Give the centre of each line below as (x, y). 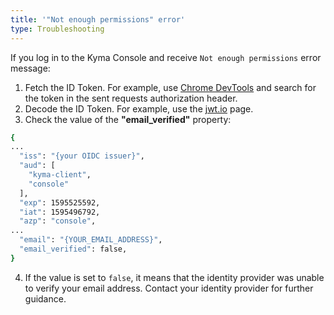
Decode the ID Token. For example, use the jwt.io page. (139, 108)
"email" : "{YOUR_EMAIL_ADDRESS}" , (91, 240)
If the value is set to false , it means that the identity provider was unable (174, 277)
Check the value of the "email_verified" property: (128, 119)
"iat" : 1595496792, (60, 212)
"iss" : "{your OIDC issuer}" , (82, 156)
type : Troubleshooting (57, 29)
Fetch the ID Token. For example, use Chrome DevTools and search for (170, 87)
